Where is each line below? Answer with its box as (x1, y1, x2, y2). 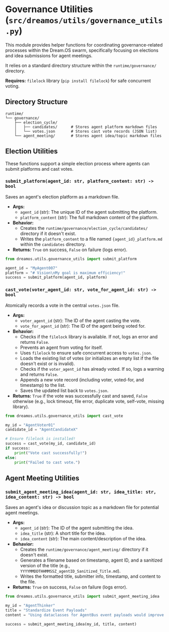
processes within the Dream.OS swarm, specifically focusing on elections (5, 47, 158, 53)
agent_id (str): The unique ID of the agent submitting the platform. (20, 209, 158, 215)
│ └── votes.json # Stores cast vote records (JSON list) (14, 129, 157, 134)
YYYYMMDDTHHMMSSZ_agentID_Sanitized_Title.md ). (20, 568, 121, 574)
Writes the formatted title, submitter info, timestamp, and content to (20, 573, 161, 579)
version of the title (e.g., (20, 563, 70, 569)
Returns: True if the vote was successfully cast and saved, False (12, 392, 148, 399)
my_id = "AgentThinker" (5, 603, 56, 608)
